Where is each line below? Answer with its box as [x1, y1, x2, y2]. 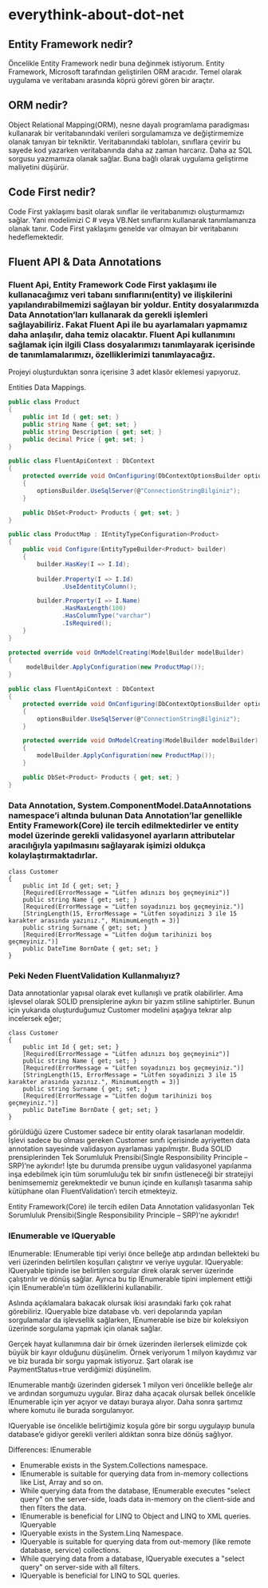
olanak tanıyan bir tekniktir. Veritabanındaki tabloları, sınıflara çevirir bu [8, 137, 241, 146]
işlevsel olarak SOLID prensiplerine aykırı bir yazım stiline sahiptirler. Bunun [8, 997, 255, 1006]
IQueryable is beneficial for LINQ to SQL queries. [19, 1570, 180, 1580]
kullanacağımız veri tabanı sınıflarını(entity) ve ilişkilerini [8, 289, 233, 300]
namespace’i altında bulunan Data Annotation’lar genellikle [8, 809, 242, 820]
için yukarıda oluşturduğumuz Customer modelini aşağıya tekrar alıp [8, 1005, 232, 1015]
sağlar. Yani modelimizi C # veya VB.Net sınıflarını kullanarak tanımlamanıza [8, 215, 257, 224]
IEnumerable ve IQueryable [8, 1230, 116, 1241]
